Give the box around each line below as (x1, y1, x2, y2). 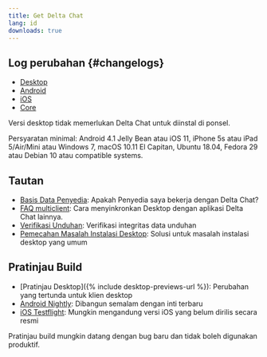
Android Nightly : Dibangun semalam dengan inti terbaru (19, 299, 203, 308)
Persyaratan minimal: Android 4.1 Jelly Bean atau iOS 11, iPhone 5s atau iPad (8, 133, 258, 144)
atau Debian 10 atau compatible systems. (8, 151, 143, 161)
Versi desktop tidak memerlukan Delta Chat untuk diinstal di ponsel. (8, 118, 231, 128)
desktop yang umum (19, 237, 88, 247)
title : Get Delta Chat (8, 11, 84, 20)
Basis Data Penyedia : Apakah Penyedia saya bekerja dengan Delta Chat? (19, 195, 259, 204)
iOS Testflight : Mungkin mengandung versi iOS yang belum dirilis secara (19, 307, 257, 316)
